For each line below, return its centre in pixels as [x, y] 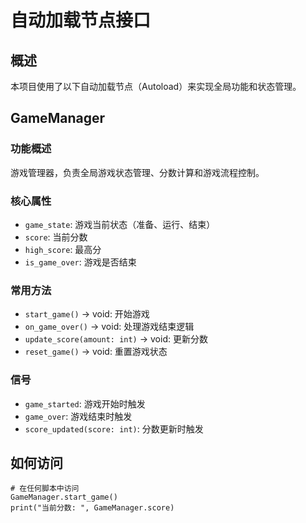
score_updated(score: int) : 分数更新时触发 [114, 428]
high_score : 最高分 [63, 249]
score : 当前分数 [56, 237]
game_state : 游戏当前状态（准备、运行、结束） [120, 224]
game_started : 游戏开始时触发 [85, 403]
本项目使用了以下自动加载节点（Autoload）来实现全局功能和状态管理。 [156, 86]
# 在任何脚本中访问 [45, 489]
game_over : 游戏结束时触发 [78, 416]
